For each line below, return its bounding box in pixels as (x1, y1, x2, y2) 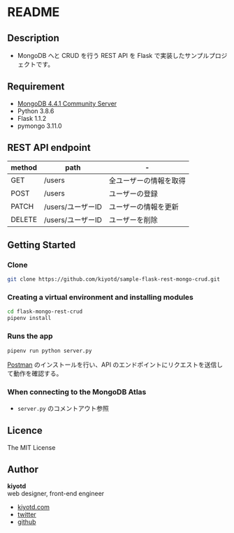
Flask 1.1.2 (17, 114, 47, 122)
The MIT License (7, 443, 56, 451)
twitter (17, 511, 36, 519)
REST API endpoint (7, 142, 91, 154)
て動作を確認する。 (7, 370, 63, 378)
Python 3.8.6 (17, 106, 54, 115)
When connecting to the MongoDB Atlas (7, 387, 147, 397)
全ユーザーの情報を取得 (108, 175, 187, 185)
